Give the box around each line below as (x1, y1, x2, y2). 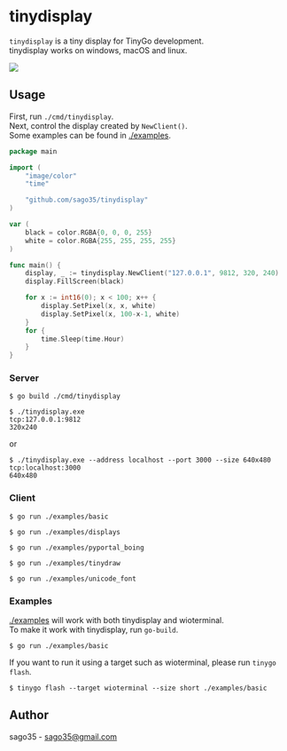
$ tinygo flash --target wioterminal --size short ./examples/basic (9, 684, 268, 693)
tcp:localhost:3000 (9, 463, 81, 472)
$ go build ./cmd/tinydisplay (9, 392, 121, 401)
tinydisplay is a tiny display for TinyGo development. (9, 36, 205, 46)
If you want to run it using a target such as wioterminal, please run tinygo (9, 657, 276, 668)
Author (9, 708, 49, 723)
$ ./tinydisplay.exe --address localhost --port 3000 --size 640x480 (9, 455, 272, 465)
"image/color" (25, 171, 77, 180)
